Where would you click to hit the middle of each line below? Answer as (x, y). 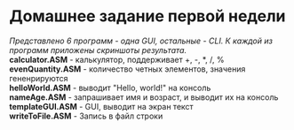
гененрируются (39, 78)
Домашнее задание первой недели (147, 16)
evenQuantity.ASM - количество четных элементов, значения (127, 69)
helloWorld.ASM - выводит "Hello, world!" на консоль (110, 88)
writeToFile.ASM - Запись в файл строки (86, 116)
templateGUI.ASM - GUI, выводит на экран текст (101, 106)
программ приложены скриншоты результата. (98, 50)
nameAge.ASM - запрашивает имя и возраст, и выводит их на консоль (144, 97)
